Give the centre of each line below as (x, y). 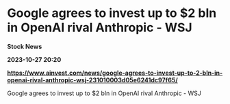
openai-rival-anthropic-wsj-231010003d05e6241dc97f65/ (92, 80)
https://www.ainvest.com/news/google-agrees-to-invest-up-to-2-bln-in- (115, 73)
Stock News (25, 46)
